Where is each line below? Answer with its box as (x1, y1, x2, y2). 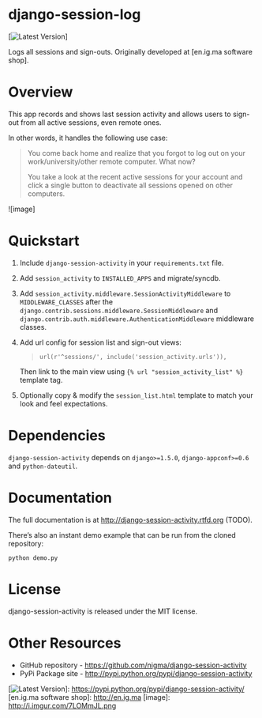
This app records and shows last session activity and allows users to (8, 109, 231, 119)
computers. (27, 188, 65, 198)
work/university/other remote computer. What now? (27, 157, 196, 166)
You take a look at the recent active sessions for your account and (27, 172, 243, 181)
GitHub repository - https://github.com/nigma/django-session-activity (19, 660, 247, 670)
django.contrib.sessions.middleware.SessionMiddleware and (19, 305, 219, 315)
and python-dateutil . (8, 461, 78, 470)
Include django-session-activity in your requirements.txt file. (19, 258, 224, 267)
